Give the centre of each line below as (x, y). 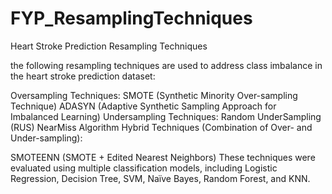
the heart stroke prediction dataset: (83, 76)
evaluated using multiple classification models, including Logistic (144, 168)
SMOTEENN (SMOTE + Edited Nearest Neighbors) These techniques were (163, 157)
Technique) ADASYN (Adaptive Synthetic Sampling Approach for (143, 106)
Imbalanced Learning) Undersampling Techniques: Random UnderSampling (166, 116)
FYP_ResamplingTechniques (131, 18)
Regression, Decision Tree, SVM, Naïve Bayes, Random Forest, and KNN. (160, 178)
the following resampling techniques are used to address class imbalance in (166, 65)
